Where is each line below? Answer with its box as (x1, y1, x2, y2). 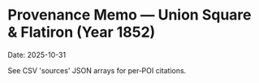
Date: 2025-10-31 (7, 50, 67, 59)
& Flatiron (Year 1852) (7, 23, 156, 41)
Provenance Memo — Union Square (7, 6, 252, 24)
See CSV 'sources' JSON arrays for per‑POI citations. (7, 65, 187, 75)
